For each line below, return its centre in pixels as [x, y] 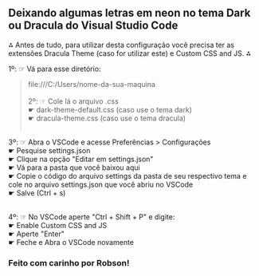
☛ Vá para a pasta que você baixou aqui [75, 168]
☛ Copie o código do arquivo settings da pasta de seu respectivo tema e [128, 175]
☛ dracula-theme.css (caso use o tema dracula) [106, 118]
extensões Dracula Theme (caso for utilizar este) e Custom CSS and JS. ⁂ [130, 53]
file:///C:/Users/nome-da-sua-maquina [91, 84]
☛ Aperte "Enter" [37, 234]
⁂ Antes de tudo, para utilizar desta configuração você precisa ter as [122, 45]
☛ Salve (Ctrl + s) [37, 193]
